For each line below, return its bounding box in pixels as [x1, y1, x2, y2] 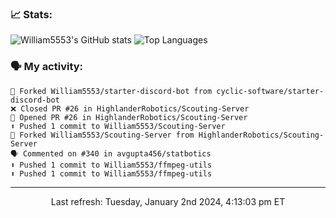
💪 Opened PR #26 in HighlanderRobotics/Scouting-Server [10, 112, 248, 122]
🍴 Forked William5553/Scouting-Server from [10, 130, 195, 140]
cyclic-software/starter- [216, 86, 325, 96]
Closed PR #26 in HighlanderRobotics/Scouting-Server [20, 103, 250, 114]
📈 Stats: [10, 7, 53, 21]
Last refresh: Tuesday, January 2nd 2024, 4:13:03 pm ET [50, 195, 286, 207]
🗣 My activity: [10, 60, 84, 74]
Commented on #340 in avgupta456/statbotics [22, 148, 212, 159]
